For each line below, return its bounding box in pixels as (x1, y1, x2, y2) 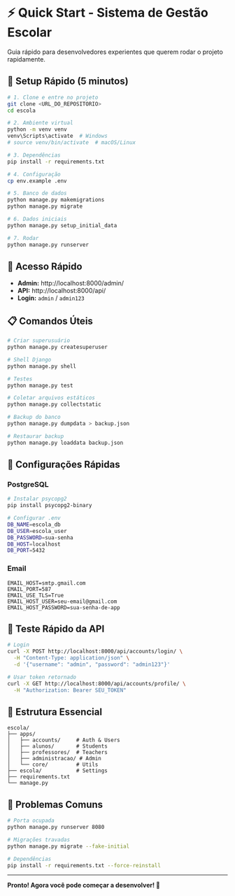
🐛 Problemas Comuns (7, 798, 104, 811)
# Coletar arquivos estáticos (7, 394, 96, 401)
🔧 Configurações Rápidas (7, 459, 120, 471)
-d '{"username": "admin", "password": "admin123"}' (13, 661, 171, 668)
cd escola (7, 107, 36, 114)
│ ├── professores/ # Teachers (7, 749, 108, 756)
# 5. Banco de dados (7, 190, 68, 197)
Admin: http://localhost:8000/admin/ (17, 279, 124, 287)
